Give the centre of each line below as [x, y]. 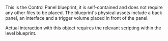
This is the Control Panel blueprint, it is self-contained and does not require [84, 7]
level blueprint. [21, 33]
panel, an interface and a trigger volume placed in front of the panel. [77, 18]
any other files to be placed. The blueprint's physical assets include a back [84, 13]
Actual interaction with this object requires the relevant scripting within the [83, 28]
